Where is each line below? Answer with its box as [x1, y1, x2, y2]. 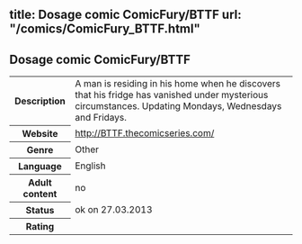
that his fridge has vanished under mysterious [75, 89, 269, 102]
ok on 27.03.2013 [75, 203, 153, 215]
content [22, 187, 58, 200]
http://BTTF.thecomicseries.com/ [75, 126, 215, 139]
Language [17, 159, 62, 172]
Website [22, 127, 58, 140]
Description [14, 95, 66, 107]
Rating [25, 220, 55, 232]
